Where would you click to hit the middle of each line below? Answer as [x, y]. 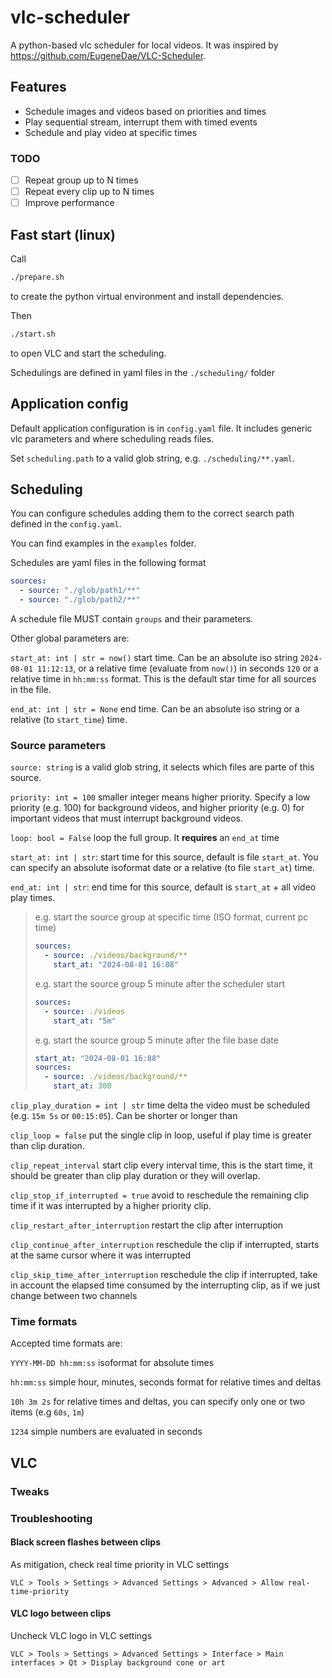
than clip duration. [47, 1146]
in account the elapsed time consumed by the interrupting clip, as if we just [165, 1285]
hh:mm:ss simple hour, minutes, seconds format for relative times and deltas [166, 1382]
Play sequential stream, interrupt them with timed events [141, 122]
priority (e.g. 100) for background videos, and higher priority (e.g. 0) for [157, 808]
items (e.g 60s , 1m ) [47, 1412]
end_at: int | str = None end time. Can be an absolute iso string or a [155, 709]
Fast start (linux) [63, 234]
